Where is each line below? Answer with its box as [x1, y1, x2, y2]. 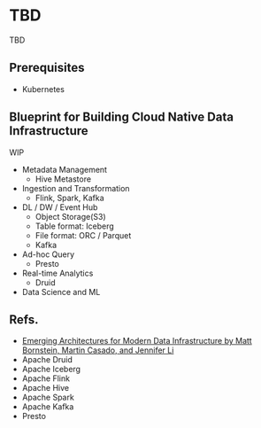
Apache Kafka [21, 401, 74, 412]
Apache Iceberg [21, 364, 81, 375]
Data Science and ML [21, 286, 101, 297]
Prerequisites [9, 60, 85, 75]
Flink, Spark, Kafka [35, 192, 104, 203]
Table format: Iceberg [35, 221, 115, 231]
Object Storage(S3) [35, 211, 106, 222]
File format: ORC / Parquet [35, 230, 132, 240]
